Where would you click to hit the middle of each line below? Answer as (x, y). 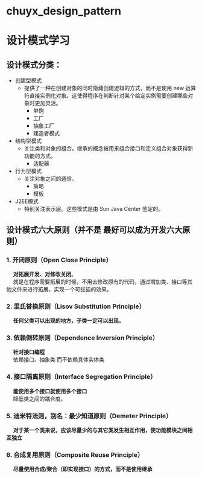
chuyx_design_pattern (64, 11)
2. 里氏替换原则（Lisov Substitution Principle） (76, 306)
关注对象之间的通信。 (50, 179)
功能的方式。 (40, 156)
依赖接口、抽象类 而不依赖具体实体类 (58, 360)
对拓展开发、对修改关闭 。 (45, 274)
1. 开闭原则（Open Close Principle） (59, 260)
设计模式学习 (38, 41)
